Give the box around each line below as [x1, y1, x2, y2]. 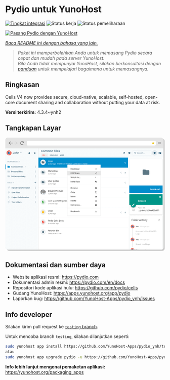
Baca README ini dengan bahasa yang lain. [5, 39, 98, 46]
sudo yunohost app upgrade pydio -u [5, 354, 82, 360]
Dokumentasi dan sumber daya [5, 261, 106, 269]
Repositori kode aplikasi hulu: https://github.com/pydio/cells [12, 285, 138, 291]
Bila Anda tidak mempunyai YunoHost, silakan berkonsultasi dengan [17, 60, 161, 66]
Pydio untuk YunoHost [5, 4, 102, 15]
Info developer [5, 310, 52, 319]
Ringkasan [5, 80, 39, 89]
